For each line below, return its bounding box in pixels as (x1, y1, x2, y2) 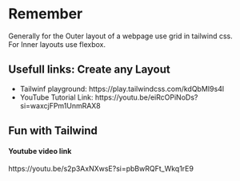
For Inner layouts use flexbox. (8, 39, 106, 49)
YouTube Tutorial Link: (19, 92, 94, 102)
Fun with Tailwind (8, 124, 98, 138)
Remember (8, 5, 83, 23)
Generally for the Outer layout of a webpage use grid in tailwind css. (8, 31, 234, 41)
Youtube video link (8, 146, 72, 155)
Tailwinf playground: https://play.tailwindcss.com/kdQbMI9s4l (19, 84, 225, 93)
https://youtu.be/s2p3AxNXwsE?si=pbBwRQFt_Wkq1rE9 (8, 164, 194, 174)
